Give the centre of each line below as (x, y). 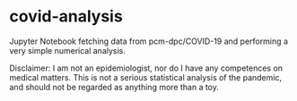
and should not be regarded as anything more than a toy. (114, 87)
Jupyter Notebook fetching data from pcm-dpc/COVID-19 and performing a (149, 41)
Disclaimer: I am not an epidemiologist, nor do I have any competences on (146, 68)
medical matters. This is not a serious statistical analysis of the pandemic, (146, 77)
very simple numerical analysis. (67, 50)
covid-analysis (66, 17)
